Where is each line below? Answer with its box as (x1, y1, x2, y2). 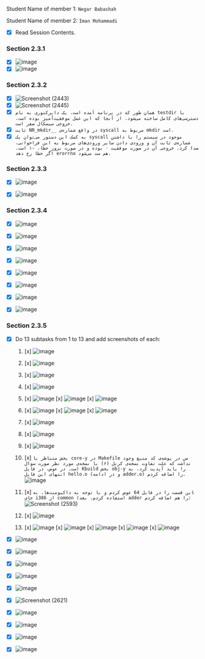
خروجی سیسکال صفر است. (15, 120, 73, 127)
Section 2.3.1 (6, 44, 46, 52)
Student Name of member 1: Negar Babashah (6, 5, 117, 12)
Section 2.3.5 (6, 322, 47, 330)
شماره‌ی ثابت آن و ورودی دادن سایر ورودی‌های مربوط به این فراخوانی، (15, 140, 190, 146)
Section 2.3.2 (6, 81, 47, 89)
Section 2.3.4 (6, 206, 48, 215)
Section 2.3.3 (6, 165, 47, 173)
